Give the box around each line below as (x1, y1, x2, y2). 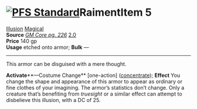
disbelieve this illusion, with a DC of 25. (6, 96, 101, 103)
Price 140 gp (6, 37, 37, 44)
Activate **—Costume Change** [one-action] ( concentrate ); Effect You (6, 72, 181, 79)
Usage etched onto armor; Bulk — (6, 44, 89, 51)
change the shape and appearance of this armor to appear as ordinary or (6, 78, 183, 85)
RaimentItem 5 (79, 6, 152, 19)
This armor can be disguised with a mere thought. (6, 60, 127, 67)
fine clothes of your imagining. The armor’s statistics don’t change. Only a (6, 84, 185, 91)
